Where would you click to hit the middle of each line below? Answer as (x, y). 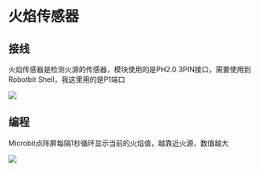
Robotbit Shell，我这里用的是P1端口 (67, 79)
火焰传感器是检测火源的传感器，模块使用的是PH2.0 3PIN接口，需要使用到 (130, 69)
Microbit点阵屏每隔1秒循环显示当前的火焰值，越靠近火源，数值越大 (119, 143)
